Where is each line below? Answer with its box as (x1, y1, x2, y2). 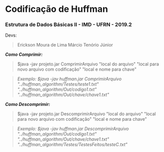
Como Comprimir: (5, 51, 43, 57)
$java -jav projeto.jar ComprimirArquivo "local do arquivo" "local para (17, 61, 160, 67)
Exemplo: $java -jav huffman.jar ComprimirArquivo (17, 76, 122, 82)
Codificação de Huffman (5, 3, 108, 15)
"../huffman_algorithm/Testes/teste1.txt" (17, 81, 99, 87)
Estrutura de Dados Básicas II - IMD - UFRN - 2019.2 (5, 21, 132, 28)
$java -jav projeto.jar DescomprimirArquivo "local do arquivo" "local (17, 111, 156, 117)
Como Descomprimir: (5, 101, 51, 107)
